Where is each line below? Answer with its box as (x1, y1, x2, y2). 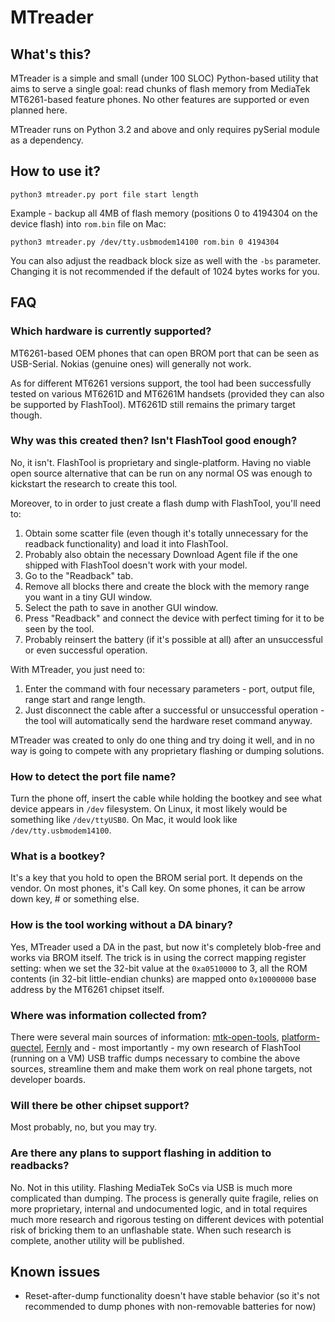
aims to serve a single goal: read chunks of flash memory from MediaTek (10, 83, 311, 95)
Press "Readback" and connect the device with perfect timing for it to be (24, 612, 325, 624)
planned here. (10, 104, 68, 116)
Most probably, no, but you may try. (10, 1121, 158, 1133)
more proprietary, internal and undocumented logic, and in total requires (10, 1202, 308, 1215)
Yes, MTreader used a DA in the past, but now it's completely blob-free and (10, 941, 322, 953)
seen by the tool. (24, 622, 95, 635)
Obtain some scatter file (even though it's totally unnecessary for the (24, 527, 309, 539)
